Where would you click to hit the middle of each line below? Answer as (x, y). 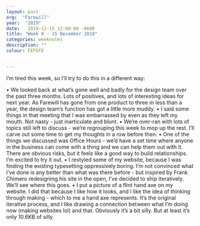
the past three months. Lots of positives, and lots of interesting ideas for (95, 96)
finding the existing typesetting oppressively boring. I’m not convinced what (100, 166)
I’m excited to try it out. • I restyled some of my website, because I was (94, 160)
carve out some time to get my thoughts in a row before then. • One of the (98, 134)
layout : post (22, 12)
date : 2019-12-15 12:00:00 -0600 (51, 28)
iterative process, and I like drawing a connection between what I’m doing (97, 204)
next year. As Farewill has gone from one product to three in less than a (94, 102)
